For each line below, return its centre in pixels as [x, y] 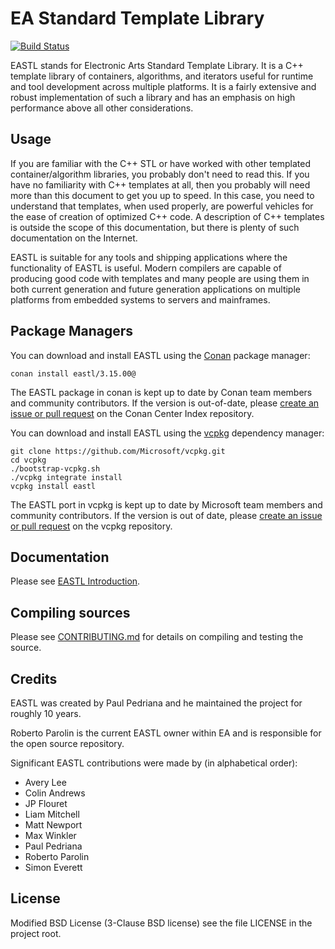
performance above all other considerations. [102, 108]
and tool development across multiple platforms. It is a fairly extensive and [163, 86]
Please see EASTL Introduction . [75, 581]
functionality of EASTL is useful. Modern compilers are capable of [146, 268]
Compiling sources [70, 612]
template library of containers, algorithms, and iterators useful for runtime [162, 76]
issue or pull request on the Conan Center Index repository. [132, 413]
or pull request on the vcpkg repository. [91, 526]
